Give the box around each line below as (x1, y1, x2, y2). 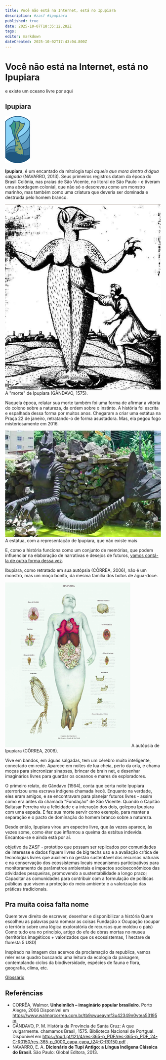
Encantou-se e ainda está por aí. (5, 834, 71, 840)
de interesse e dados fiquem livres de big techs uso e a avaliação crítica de (5, 849, 159, 855)
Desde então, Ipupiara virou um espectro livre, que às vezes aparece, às (5, 824, 153, 830)
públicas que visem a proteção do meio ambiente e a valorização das (5, 880, 147, 886)
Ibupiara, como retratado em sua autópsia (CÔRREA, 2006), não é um (5, 567, 147, 573)
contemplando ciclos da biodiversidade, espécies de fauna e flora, (5, 960, 141, 966)
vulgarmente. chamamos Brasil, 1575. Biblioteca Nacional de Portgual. (12, 1028, 155, 1034)
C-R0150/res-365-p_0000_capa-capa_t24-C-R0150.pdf (12, 1039, 126, 1045)
